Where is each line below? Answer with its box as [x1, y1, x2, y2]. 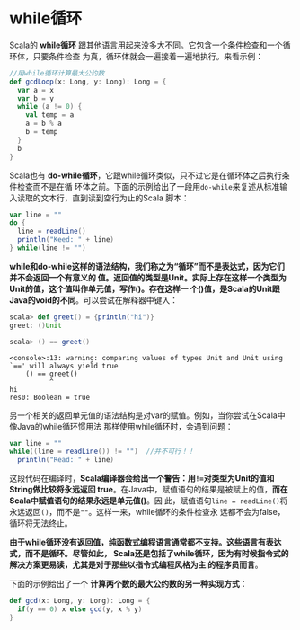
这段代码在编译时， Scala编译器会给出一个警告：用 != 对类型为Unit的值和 [9, 473, 275, 484]
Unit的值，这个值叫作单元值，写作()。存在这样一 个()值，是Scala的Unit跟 [9, 283, 280, 294]
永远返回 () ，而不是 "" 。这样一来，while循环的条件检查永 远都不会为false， [9, 507, 286, 518]
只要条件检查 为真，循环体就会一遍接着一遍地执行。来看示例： [32, 50, 263, 61]
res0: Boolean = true [9, 393, 91, 402]
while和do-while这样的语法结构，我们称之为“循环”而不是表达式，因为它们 [9, 261, 286, 271]
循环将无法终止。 [9, 518, 73, 528]
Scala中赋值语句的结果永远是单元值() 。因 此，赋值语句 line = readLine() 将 [9, 495, 288, 506]
